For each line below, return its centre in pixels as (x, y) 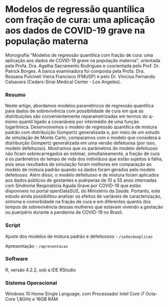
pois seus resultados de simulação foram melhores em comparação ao (78, 165)
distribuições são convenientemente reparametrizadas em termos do (76, 116)
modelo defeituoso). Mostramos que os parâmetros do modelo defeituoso (81, 148)
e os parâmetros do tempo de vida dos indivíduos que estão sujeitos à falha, (84, 159)
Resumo (16, 95)
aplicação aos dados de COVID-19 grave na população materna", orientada (83, 60)
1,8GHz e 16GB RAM (37, 299)
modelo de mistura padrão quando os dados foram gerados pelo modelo (80, 170)
